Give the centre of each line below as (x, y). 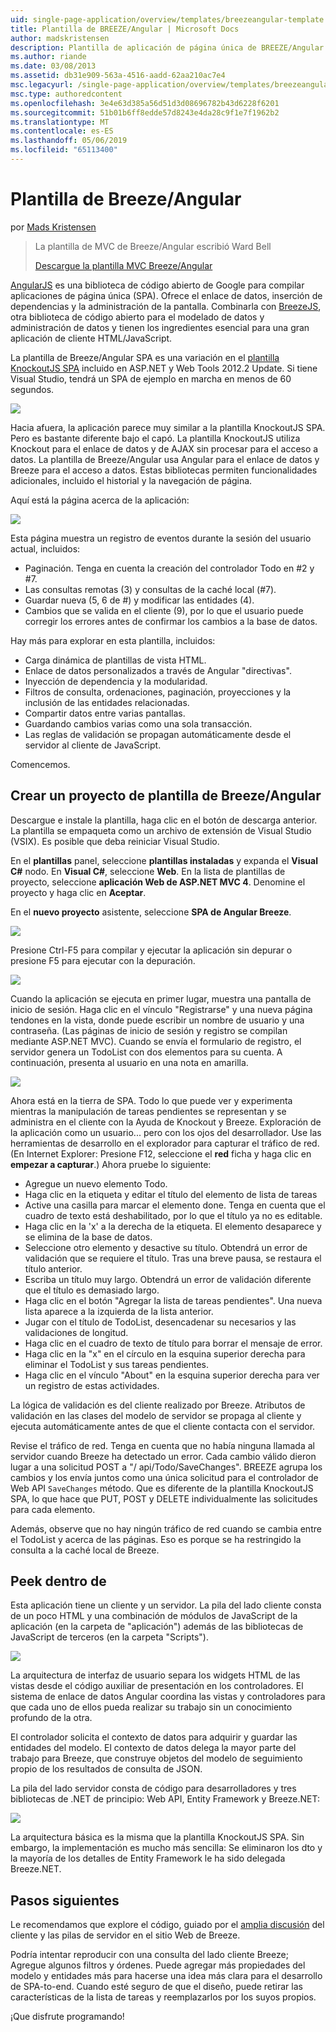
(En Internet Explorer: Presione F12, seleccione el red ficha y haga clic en (161, 1153)
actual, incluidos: (45, 548)
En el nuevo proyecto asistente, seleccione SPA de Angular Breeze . (151, 912)
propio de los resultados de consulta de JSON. (106, 1769)
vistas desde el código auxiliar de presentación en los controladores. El (157, 1686)
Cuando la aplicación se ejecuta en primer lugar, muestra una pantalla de (161, 998)
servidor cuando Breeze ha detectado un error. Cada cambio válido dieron (163, 1456)
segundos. (32, 389)
